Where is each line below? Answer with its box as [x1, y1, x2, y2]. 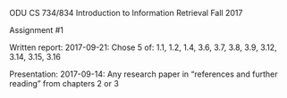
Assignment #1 [9, 25, 64, 35]
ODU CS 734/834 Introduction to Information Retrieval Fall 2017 [9, 8, 243, 18]
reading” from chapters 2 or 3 [9, 78, 119, 88]
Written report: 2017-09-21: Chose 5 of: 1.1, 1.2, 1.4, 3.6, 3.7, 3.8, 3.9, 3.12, [9, 42, 277, 53]
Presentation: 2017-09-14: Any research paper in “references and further [9, 69, 278, 79]
